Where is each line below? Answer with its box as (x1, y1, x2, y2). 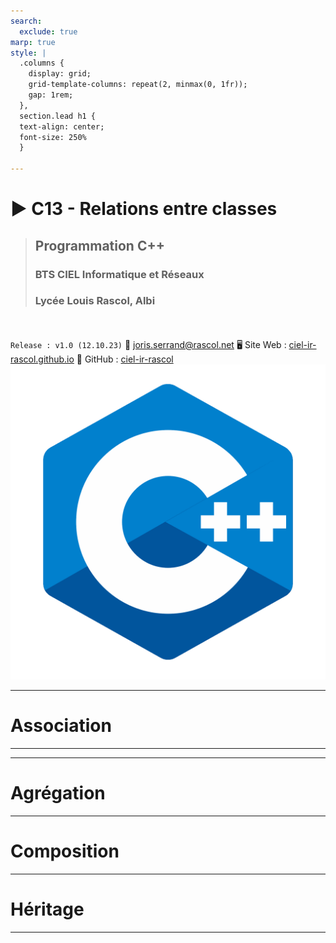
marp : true (10, 37, 56, 47)
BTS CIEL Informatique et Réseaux (34, 267, 205, 281)
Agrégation (10, 781, 106, 804)
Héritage (10, 898, 85, 920)
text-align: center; (19, 121, 105, 132)
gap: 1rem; (28, 90, 74, 100)
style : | (10, 48, 47, 58)
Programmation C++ (34, 237, 165, 254)
